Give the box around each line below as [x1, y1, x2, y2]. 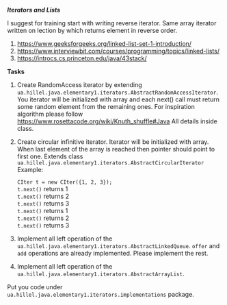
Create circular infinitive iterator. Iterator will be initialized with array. [16, 138, 209, 146]
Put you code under [7, 283, 63, 291]
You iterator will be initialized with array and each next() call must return [16, 95, 220, 103]
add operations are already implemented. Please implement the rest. [16, 249, 209, 257]
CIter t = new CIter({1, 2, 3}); [16, 179, 113, 186]
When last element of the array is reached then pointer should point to [16, 145, 215, 153]
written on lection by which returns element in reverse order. [7, 27, 178, 34]
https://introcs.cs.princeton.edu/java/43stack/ [16, 54, 147, 62]
